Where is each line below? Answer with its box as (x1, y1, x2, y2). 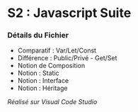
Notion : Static (17, 69, 59, 77)
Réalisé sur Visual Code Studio (7, 98, 98, 106)
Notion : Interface (17, 77, 69, 85)
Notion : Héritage (17, 84, 68, 93)
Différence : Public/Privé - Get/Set (17, 54, 117, 62)
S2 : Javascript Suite (7, 5, 132, 21)
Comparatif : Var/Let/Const (17, 46, 97, 55)
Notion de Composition (17, 62, 86, 70)
